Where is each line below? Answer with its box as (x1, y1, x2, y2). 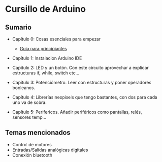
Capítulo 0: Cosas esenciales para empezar (12, 36, 101, 42)
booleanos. (12, 85, 35, 91)
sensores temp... (12, 114, 47, 120)
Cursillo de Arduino (5, 3, 86, 15)
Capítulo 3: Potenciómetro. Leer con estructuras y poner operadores (12, 80, 152, 85)
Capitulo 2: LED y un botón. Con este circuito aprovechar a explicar (12, 65, 149, 70)
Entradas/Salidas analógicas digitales (12, 147, 88, 153)
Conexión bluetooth (12, 152, 53, 158)
